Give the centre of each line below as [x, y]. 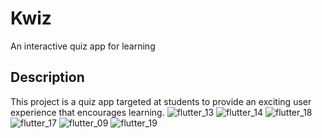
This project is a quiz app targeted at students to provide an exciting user [161, 101]
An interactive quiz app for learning [83, 46]
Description [47, 77]
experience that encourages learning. [87, 112]
